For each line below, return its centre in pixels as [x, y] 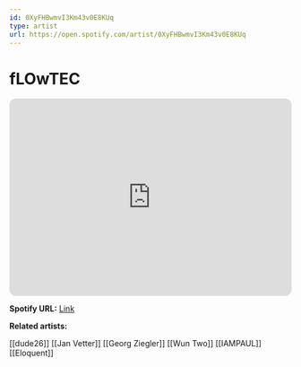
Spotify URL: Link [42, 309]
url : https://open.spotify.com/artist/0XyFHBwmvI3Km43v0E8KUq [128, 34]
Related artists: [39, 326]
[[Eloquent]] [31, 353]
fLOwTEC [45, 79]
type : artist [34, 26]
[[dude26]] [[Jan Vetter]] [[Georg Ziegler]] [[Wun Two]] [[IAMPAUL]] [136, 344]
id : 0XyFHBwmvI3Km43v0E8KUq [62, 17]
